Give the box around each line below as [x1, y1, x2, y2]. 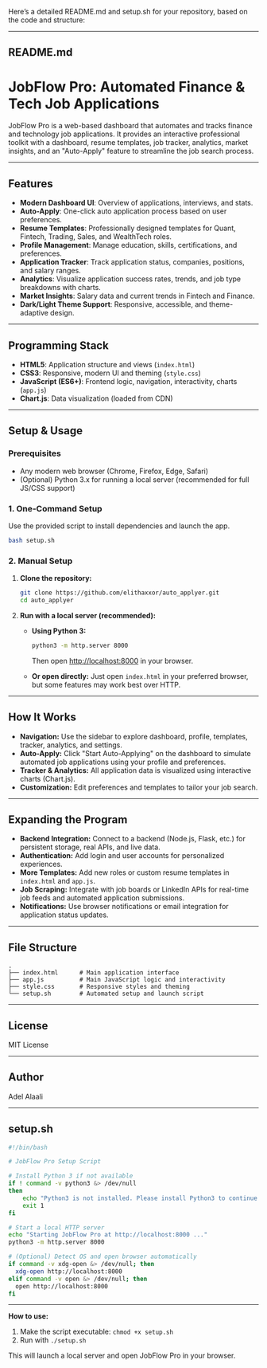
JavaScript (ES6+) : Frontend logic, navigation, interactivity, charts [19, 376, 238, 386]
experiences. [19, 860, 63, 869]
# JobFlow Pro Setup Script [8, 1158, 102, 1166]
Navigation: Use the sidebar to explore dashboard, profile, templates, [19, 731, 248, 741]
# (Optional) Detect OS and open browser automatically [8, 1252, 197, 1261]
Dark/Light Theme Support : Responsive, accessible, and [19, 300, 208, 309]
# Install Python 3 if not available [8, 1172, 133, 1180]
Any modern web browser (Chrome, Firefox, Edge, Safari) [19, 466, 209, 476]
